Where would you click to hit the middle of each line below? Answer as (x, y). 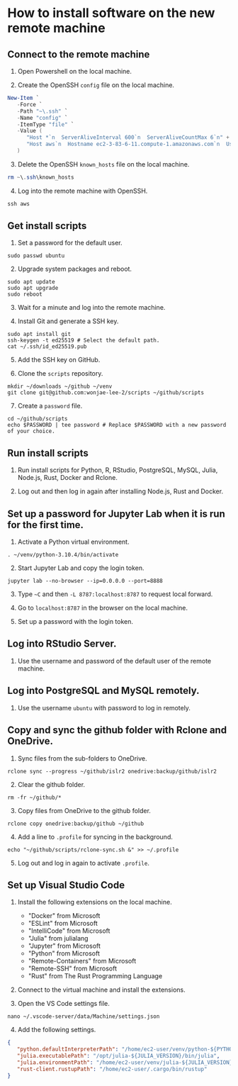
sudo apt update (31, 282)
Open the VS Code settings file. (63, 1004)
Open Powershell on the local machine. (75, 71)
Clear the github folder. (51, 784)
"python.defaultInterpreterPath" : (68, 1049)
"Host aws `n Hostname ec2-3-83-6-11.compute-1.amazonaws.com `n (123, 144)
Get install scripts (47, 226)
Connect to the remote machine (79, 54)
